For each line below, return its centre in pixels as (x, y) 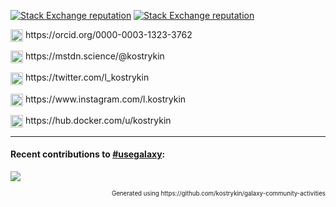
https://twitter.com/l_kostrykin (87, 77)
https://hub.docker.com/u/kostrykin (98, 120)
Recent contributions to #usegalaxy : (88, 154)
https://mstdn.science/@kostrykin (94, 56)
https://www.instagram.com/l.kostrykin (105, 99)
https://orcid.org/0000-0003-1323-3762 (108, 34)
